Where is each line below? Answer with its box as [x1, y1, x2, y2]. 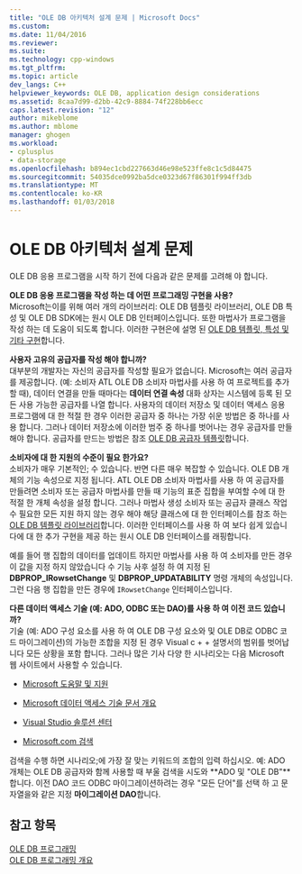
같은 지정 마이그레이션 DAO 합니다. [40, 788, 161, 799]
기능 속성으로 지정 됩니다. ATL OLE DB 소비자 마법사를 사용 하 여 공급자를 [25, 474, 285, 485]
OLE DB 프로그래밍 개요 [9, 854, 94, 865]
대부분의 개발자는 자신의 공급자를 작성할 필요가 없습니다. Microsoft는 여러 [9, 365, 269, 376]
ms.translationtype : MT [9, 181, 99, 190]
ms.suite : [9, 47, 47, 56]
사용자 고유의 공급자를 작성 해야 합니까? [9, 353, 147, 365]
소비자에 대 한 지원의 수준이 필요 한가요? [9, 451, 149, 462]
